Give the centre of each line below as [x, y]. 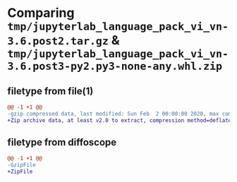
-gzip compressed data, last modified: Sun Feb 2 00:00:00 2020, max [113, 114]
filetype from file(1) [50, 91]
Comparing [41, 13]
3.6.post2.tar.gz [58, 41]
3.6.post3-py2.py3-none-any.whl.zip [115, 67]
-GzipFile [22, 165]
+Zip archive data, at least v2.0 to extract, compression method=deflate [120, 120]
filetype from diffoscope [62, 142]
